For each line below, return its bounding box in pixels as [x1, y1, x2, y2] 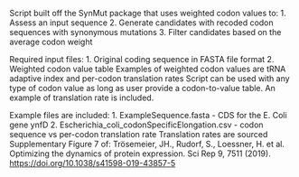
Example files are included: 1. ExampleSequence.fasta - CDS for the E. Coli [9, 110, 287, 120]
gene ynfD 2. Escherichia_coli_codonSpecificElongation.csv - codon [9, 119, 264, 130]
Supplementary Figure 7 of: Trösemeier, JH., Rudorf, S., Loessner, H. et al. [9, 139, 285, 149]
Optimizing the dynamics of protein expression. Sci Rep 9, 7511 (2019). [9, 148, 271, 159]
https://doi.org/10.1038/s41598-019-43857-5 [9, 158, 176, 168]
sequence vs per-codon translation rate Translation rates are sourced [9, 129, 268, 139]
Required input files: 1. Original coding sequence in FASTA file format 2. [9, 54, 275, 64]
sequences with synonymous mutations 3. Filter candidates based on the [9, 27, 282, 37]
